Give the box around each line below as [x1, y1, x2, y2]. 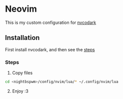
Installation [5, 34, 40, 42]
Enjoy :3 [12, 88, 29, 94]
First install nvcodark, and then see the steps [5, 46, 95, 52]
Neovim [5, 3, 37, 15]
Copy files [12, 70, 33, 76]
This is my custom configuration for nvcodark [5, 20, 96, 25]
